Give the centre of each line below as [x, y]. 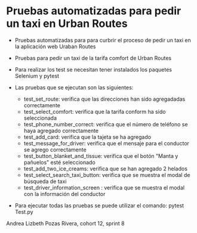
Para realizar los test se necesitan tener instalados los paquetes [93, 69]
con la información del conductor [64, 194]
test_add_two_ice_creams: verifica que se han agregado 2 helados [106, 169]
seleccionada [40, 118]
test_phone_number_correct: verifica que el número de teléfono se [106, 124]
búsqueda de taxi [45, 181]
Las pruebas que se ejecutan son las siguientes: [74, 87]
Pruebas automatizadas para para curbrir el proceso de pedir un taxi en [103, 40]
